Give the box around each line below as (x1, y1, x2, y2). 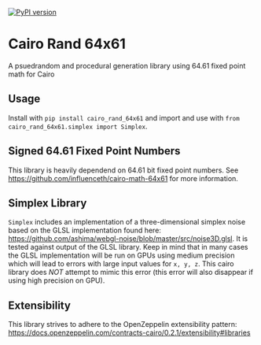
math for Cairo (8, 69, 55, 79)
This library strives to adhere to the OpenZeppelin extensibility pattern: (8, 320, 237, 329)
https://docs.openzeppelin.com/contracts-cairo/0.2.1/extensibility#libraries (8, 328, 251, 338)
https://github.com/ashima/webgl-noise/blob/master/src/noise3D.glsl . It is (8, 234, 248, 243)
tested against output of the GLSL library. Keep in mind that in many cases (8, 243, 248, 252)
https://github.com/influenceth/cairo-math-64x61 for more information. (8, 173, 238, 183)
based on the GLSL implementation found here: (8, 225, 161, 236)
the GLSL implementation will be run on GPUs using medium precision (8, 250, 235, 260)
